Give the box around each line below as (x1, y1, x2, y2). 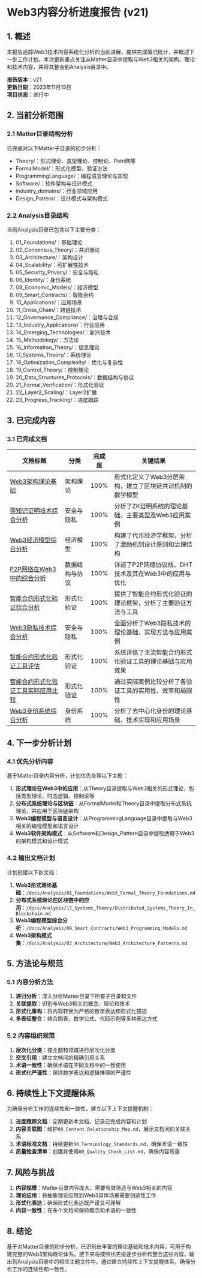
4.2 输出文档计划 (7, 854, 56, 862)
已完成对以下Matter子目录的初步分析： (7, 145, 102, 152)
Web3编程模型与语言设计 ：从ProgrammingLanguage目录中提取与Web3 (15, 815, 192, 822)
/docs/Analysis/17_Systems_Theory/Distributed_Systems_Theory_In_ (26, 905, 195, 911)
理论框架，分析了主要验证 (114, 598, 186, 607)
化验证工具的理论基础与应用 (114, 657, 192, 665)
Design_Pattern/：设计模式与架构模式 (15, 194, 108, 202)
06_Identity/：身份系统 (15, 276, 71, 283)
